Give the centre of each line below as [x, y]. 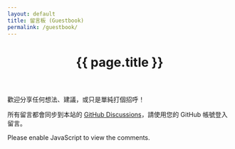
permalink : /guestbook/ [43, 27]
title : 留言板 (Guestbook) [46, 21]
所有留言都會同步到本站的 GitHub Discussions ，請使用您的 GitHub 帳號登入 [117, 114]
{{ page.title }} [120, 62]
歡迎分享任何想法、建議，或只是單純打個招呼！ [76, 99]
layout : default [31, 14]
